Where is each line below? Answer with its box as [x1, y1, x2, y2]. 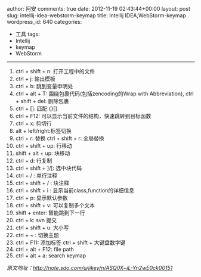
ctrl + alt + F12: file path [15, 246, 74, 253]
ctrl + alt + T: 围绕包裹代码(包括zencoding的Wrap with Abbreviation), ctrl [15, 90, 194, 97]
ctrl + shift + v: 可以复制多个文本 [15, 202, 95, 208]
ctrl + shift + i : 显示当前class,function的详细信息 [15, 187, 135, 194]
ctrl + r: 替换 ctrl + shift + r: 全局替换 [15, 135, 104, 142]
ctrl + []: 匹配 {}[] [15, 105, 57, 112]
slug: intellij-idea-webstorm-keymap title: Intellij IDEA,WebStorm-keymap [7, 12, 187, 19]
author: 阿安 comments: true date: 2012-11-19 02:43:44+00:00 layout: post [7, 5, 190, 12]
